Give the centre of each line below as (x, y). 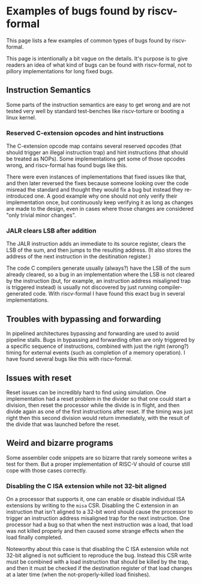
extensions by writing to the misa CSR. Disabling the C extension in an (92, 505)
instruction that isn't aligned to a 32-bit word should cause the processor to (100, 512)
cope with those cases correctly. (46, 470)
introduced (20, 196)
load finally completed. (34, 537)
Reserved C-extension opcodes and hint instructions (85, 133)
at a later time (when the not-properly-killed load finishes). (79, 574)
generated (19, 294)
